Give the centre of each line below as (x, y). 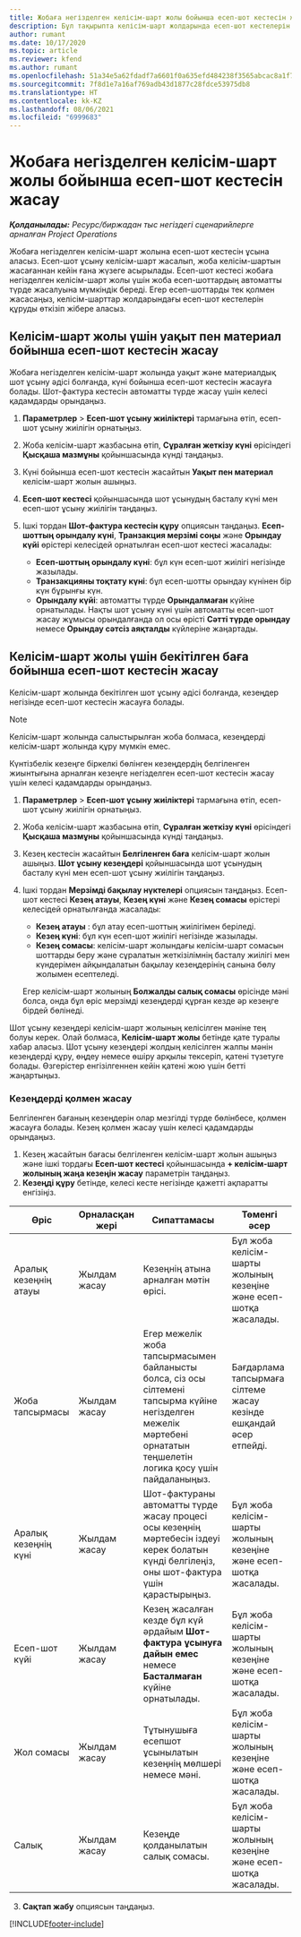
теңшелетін (168, 1456)
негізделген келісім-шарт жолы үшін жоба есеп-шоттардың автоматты (146, 280)
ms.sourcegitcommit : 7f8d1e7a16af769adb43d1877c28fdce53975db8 (130, 84)
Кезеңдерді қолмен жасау (71, 1098)
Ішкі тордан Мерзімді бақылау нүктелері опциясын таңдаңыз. (143, 890)
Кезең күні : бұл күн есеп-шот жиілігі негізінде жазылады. (146, 936)
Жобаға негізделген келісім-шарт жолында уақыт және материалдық (142, 372)
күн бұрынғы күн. (69, 590)
